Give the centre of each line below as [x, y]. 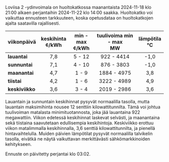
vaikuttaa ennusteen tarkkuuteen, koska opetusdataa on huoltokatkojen [79, 18]
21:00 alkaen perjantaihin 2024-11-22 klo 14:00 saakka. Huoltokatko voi [79, 13]
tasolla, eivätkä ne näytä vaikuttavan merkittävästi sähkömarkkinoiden [78, 139]
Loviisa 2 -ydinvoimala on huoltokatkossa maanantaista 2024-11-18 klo [78, 7]
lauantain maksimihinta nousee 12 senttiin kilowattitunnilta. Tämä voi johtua [83, 107]
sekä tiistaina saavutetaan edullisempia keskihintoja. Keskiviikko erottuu [79, 123]
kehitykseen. [18, 144]
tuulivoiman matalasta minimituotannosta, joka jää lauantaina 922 [73, 112]
